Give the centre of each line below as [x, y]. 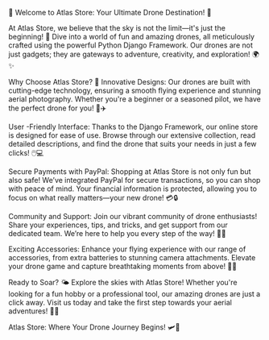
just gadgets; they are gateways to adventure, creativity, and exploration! [130, 54]
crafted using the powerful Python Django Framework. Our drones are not [131, 45]
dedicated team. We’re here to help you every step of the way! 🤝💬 [118, 233]
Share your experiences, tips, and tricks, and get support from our [118, 225]
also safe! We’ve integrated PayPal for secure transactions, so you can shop [134, 180]
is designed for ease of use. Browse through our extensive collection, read [132, 135]
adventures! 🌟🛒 [34, 311]
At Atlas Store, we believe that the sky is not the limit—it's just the [117, 28]
